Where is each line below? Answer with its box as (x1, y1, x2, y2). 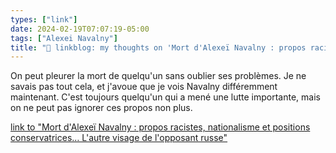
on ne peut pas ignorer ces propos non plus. (10, 102, 193, 114)
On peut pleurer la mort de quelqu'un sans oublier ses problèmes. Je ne (10, 70, 307, 82)
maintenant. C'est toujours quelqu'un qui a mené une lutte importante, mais (10, 91, 321, 103)
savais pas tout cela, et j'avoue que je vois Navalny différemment (10, 81, 278, 93)
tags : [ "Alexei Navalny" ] (10, 33, 118, 43)
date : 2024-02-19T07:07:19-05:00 (10, 24, 150, 34)
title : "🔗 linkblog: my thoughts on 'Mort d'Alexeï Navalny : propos (10, 42, 307, 53)
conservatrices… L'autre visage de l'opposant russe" (10, 132, 228, 144)
